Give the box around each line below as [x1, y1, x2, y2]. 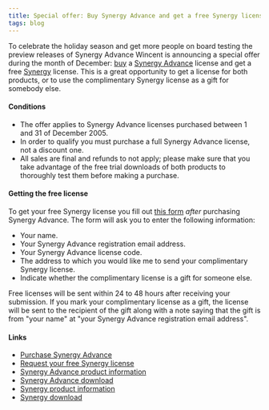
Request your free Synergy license [19, 359, 134, 368]
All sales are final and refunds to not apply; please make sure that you [19, 153, 251, 163]
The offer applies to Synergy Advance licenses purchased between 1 [19, 119, 247, 129]
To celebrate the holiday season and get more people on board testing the [8, 41, 254, 50]
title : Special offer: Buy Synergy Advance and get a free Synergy [8, 11, 239, 20]
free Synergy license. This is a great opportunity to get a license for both [8, 66, 248, 76]
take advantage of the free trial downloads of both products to [19, 161, 226, 172]
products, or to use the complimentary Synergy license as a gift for [8, 75, 230, 85]
